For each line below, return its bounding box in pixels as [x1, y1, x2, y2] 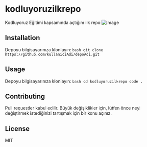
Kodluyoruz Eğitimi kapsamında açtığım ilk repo [5, 20, 100, 25]
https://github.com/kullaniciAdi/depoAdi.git [5, 52, 99, 57]
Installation [5, 34, 40, 42]
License [5, 125, 30, 133]
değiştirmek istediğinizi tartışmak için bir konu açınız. [5, 110, 112, 116]
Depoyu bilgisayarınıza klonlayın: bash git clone [5, 46, 103, 52]
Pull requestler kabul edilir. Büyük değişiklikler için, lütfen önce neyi [5, 105, 141, 111]
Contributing [5, 92, 45, 101]
